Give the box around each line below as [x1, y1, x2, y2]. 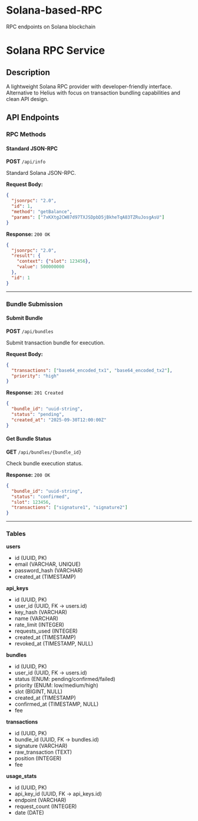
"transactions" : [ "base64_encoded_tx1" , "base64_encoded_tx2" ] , [11, 367, 173, 373]
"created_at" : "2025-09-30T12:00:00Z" [11, 417, 107, 423]
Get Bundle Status [6, 435, 52, 442]
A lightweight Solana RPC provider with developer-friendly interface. [6, 83, 173, 90]
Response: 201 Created [6, 389, 64, 396]
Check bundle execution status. [6, 460, 83, 467]
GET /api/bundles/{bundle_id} [6, 448, 82, 455]
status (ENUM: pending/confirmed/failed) [14, 676, 116, 683]
